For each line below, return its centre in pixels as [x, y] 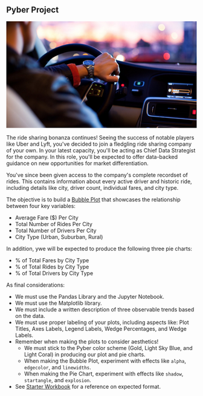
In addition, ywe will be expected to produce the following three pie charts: [99, 249]
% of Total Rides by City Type [52, 267]
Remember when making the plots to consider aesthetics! [87, 342]
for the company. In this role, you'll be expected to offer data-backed [92, 157]
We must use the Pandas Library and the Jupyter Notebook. [89, 297]
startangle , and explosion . [58, 380]
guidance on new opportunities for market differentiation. [78, 163]
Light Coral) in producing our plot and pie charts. [85, 355]
